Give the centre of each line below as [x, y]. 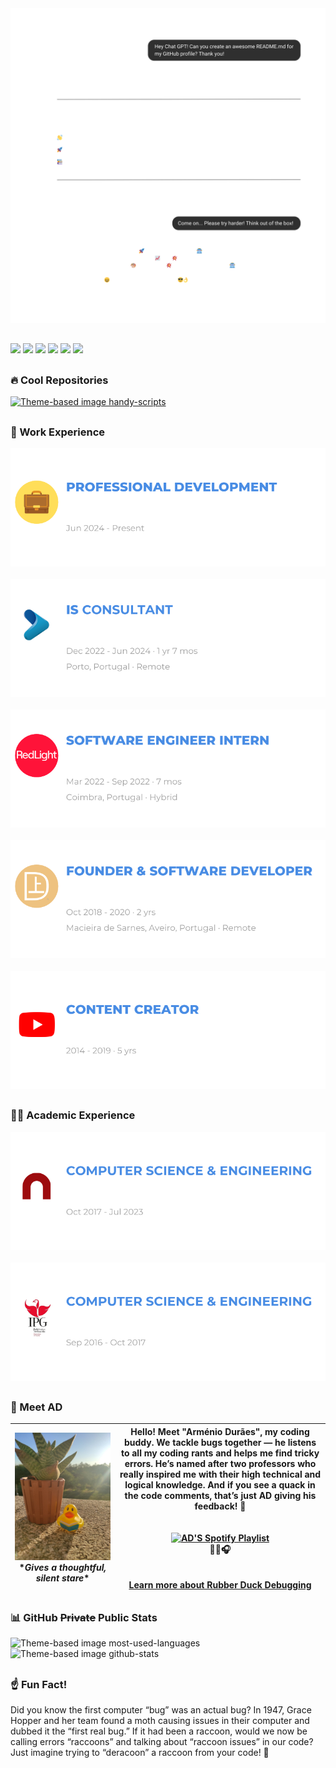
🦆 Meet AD [36, 1407]
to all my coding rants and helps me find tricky [220, 1453]
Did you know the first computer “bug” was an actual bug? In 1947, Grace [161, 1709]
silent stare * [62, 1578]
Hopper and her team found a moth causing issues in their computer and [160, 1720]
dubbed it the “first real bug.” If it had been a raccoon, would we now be [159, 1731]
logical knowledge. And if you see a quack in [220, 1484]
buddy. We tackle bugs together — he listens [220, 1442]
